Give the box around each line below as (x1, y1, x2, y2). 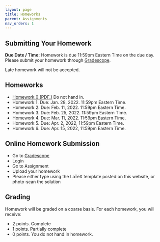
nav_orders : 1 (5, 21, 34, 26)
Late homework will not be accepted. (5, 67, 80, 73)
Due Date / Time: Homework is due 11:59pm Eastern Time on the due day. (5, 52, 155, 58)
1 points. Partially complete (12, 226, 67, 232)
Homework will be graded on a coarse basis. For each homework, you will (5, 206, 155, 212)
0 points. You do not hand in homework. (12, 231, 93, 237)
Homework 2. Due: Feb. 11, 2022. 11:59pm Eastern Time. (12, 104, 126, 110)
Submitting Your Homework (5, 39, 92, 47)
